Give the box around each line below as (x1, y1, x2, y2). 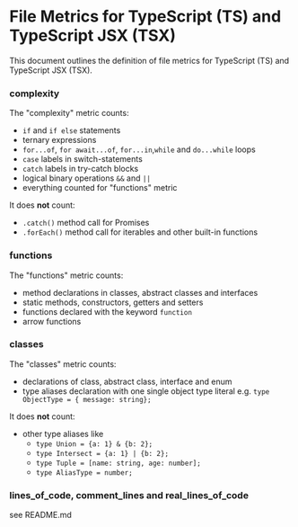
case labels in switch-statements (22, 154, 144, 165)
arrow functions (22, 316, 82, 326)
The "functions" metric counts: (9, 270, 124, 281)
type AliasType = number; (35, 468, 133, 478)
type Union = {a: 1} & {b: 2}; (35, 439, 153, 449)
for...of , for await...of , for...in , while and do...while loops (22, 144, 256, 155)
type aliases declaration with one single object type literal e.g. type (22, 385, 270, 397)
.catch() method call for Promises (22, 218, 150, 228)
